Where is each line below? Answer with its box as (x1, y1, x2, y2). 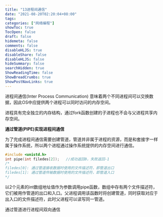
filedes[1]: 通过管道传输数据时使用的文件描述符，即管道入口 (5, 170, 114, 175)
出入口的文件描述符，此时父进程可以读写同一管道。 (5, 196, 107, 202)
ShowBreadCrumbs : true (5, 75, 51, 80)
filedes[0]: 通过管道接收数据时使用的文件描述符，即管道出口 (5, 166, 114, 170)
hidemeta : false (5, 39, 38, 44)
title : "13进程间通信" (5, 7, 48, 12)
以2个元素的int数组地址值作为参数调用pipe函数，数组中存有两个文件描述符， (5, 184, 158, 190)
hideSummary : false (5, 61, 45, 66)
